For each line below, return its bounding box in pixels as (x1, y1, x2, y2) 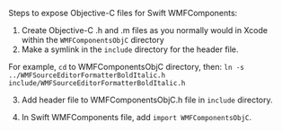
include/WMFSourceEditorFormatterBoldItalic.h (8, 79, 186, 88)
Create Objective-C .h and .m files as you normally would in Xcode (21, 25, 269, 35)
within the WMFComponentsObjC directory (21, 35, 165, 45)
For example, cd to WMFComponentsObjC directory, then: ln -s (8, 62, 244, 72)
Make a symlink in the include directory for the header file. (21, 44, 239, 55)
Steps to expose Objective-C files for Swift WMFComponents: (8, 8, 238, 18)
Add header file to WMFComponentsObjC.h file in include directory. (21, 94, 273, 105)
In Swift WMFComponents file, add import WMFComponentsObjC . (21, 112, 252, 122)
